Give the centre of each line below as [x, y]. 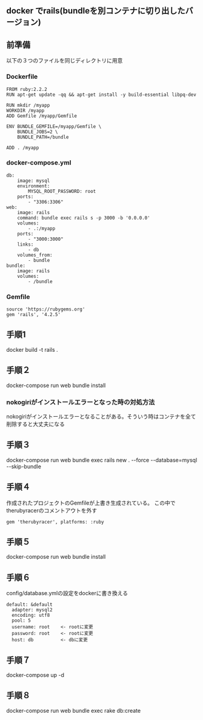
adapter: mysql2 [32, 610]
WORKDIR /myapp [25, 110]
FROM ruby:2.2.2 [27, 89]
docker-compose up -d [35, 675]
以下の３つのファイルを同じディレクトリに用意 [65, 61]
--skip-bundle [24, 466]
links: [25, 244]
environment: [34, 186]
